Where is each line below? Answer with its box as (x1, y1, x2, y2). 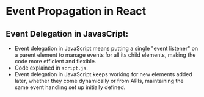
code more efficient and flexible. (14, 58, 97, 65)
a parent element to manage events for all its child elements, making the (14, 51, 196, 59)
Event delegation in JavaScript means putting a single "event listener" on (14, 45, 199, 52)
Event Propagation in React (5, 4, 147, 18)
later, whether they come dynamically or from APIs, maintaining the (14, 77, 184, 84)
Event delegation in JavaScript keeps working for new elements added (14, 71, 193, 77)
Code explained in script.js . (14, 64, 88, 71)
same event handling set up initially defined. (14, 84, 126, 91)
